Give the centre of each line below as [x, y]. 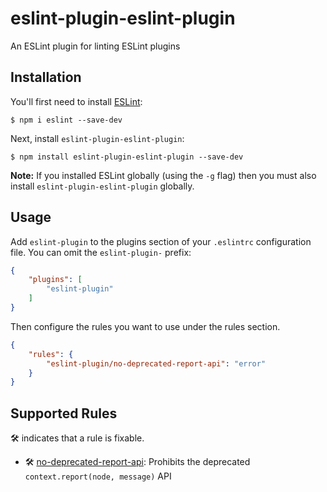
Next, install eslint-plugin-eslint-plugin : [97, 138]
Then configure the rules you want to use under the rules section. [145, 326]
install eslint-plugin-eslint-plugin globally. [102, 186]
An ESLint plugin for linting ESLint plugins [95, 46]
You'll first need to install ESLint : [76, 101]
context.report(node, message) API [98, 476]
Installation [46, 77]
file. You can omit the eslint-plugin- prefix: [101, 252]
